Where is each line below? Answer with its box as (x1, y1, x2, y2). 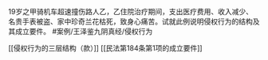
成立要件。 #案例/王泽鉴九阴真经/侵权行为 (14, 27, 153, 36)
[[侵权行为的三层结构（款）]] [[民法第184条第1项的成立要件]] (8, 43, 203, 53)
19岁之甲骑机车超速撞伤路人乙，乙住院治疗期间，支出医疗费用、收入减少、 (8, 7, 254, 16)
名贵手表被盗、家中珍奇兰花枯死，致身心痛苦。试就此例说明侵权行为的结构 (8, 17, 253, 26)
